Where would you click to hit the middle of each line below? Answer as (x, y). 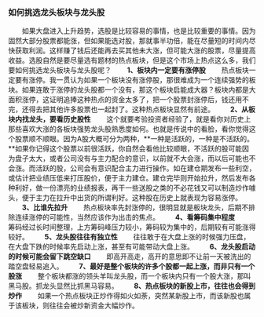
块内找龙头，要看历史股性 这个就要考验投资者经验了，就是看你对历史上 (130, 119)
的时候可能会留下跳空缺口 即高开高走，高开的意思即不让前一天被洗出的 (130, 257)
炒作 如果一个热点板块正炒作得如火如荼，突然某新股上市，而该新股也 (126, 296)
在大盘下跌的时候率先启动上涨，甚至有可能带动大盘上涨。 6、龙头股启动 (132, 247)
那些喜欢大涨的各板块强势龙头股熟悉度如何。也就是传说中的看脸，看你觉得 (128, 129)
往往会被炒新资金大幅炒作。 (94, 306)
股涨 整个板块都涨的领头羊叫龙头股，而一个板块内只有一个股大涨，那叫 (130, 276)
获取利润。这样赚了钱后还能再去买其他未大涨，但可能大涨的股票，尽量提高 (135, 51)
